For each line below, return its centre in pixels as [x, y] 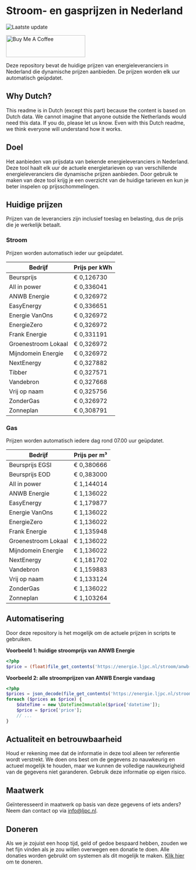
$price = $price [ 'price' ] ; [49, 710]
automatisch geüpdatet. [34, 78]
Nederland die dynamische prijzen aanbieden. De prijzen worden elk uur [93, 71]
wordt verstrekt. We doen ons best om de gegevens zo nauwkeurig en [90, 759]
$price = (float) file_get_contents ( [50, 666]
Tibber [18, 372]
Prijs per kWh [93, 267]
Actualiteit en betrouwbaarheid [64, 739]
